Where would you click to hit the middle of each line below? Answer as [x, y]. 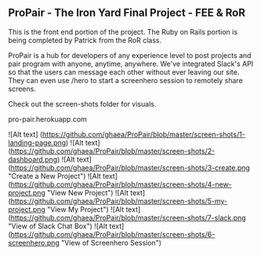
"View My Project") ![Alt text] [94, 209]
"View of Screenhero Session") [112, 242]
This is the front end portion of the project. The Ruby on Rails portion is [123, 31]
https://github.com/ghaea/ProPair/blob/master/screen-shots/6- [113, 234]
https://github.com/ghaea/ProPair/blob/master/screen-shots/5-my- [119, 201]
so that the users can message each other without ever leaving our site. [124, 72]
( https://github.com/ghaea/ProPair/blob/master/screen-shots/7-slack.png [127, 217]
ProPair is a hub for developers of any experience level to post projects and [130, 55]
